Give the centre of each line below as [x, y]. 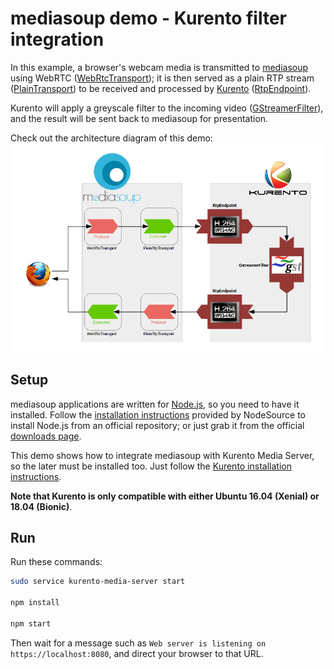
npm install [35, 603]
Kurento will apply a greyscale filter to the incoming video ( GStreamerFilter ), [167, 108]
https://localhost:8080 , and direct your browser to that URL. [137, 653]
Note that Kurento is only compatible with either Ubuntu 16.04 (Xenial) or [165, 496]
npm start [31, 623]
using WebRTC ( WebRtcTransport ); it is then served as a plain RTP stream [162, 78]
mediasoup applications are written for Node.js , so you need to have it [155, 404]
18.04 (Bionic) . [41, 506]
